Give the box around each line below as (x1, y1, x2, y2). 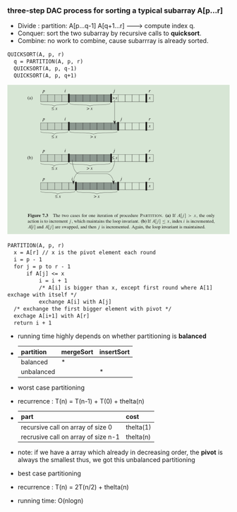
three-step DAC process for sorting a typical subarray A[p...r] (7, 6, 224, 15)
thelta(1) (126, 423, 152, 431)
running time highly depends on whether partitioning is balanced (17, 332, 207, 340)
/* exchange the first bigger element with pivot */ (13, 306, 172, 313)
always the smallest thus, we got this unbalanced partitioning (17, 456, 195, 464)
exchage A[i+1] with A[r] (13, 313, 90, 320)
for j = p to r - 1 (13, 263, 71, 270)
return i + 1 (13, 320, 52, 327)
